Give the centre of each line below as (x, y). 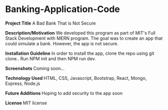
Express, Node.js (23, 83)
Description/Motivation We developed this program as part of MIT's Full (80, 33)
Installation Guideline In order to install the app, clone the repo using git (80, 53)
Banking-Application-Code (63, 9)
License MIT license (26, 103)
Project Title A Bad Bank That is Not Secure (51, 23)
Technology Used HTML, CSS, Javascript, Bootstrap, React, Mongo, (76, 78)
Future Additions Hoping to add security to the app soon (64, 93)
